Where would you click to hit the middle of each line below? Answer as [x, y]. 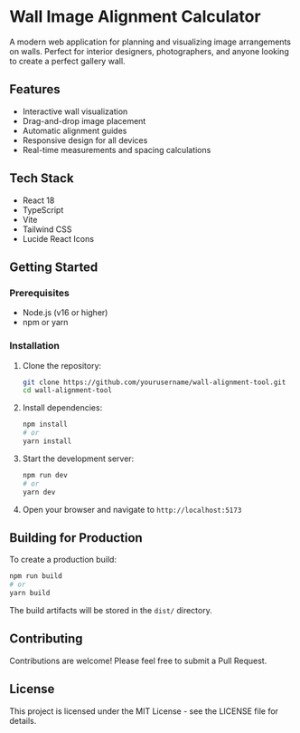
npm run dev [45, 475]
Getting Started [54, 267]
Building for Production [76, 538]
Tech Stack [42, 178]
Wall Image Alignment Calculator [135, 17]
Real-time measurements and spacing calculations [117, 149]
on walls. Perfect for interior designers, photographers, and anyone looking [149, 51]
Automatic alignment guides [75, 130]
